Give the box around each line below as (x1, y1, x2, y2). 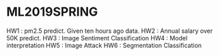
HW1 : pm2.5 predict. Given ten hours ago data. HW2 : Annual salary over (6, 27, 213, 35)
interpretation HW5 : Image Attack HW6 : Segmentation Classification (6, 41, 202, 49)
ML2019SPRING (6, 4, 98, 20)
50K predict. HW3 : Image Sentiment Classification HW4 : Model (6, 33, 188, 42)
